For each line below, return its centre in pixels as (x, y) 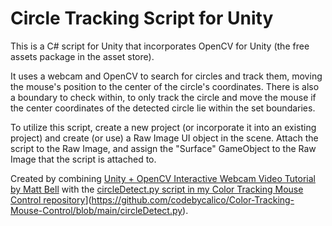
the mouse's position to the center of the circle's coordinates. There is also (165, 86)
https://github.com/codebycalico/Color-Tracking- (193, 199)
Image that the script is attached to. (83, 159)
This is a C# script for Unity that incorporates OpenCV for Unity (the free (160, 46)
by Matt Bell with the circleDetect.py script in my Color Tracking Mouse (157, 189)
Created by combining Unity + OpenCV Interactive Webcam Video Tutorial (163, 178)
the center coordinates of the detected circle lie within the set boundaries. (163, 108)
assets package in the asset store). (82, 56)
